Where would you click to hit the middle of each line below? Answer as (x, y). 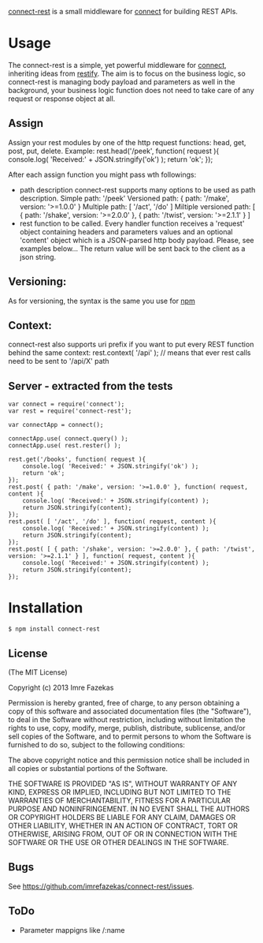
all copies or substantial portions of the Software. (88, 768)
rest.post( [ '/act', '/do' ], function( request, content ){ (112, 522)
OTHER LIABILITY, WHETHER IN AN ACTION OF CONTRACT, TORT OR (123, 825)
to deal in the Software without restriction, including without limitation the (127, 719)
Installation (46, 608)
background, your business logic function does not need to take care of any (131, 90)
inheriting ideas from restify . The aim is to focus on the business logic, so (127, 73)
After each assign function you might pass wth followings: (102, 174)
